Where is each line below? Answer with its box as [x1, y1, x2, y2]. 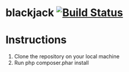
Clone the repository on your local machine [14, 53, 120, 60]
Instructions [5, 33, 67, 47]
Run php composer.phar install [14, 60, 89, 67]
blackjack [5, 6, 54, 20]
